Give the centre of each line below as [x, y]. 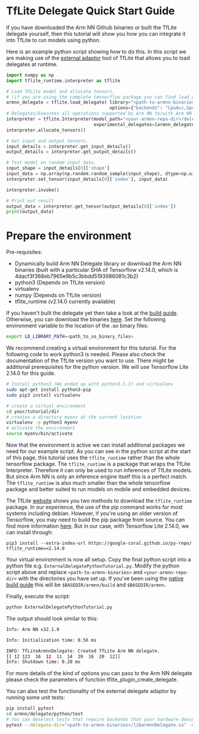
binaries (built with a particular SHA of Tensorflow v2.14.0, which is [96, 270]
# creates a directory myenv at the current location [74, 417]
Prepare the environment [69, 236]
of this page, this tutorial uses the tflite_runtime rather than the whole [93, 457]
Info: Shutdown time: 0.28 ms [44, 662]
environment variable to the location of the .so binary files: [78, 326]
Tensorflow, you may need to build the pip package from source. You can [96, 520]
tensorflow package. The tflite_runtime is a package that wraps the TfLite [98, 464]
